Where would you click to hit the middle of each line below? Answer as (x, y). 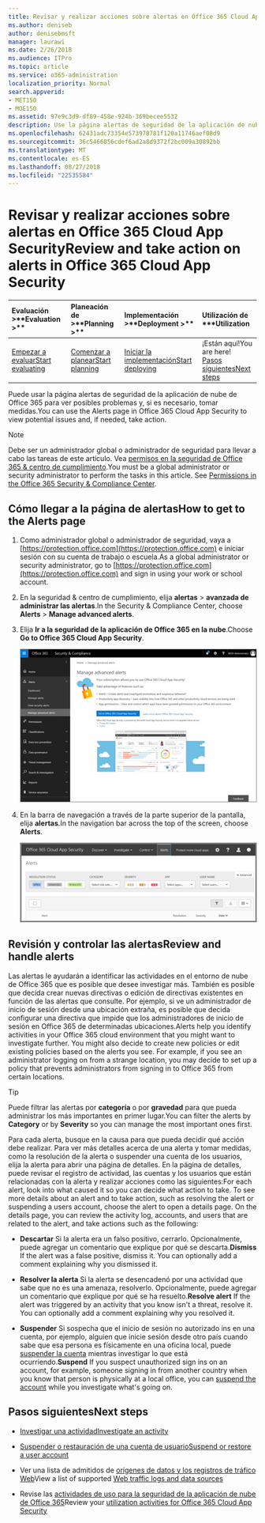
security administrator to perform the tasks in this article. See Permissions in (132, 475)
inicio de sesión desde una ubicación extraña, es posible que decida (119, 1009)
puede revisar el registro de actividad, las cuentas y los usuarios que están (130, 1173)
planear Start (91, 360)
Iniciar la (138, 351)
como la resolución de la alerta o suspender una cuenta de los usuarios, (125, 1156)
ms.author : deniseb (40, 25)
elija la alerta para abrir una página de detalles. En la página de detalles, (125, 1164)
